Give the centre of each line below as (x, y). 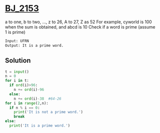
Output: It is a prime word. (34, 45)
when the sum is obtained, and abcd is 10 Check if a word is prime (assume (80, 27)
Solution (18, 61)
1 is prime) (15, 32)
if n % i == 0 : (25, 108)
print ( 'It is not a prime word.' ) (48, 112)
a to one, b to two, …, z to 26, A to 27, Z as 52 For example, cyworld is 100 (79, 22)
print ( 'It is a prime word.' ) (40, 126)
